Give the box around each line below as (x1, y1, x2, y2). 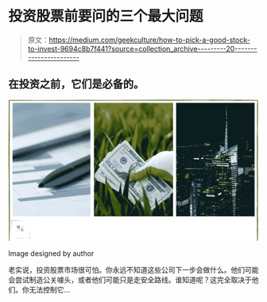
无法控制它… (29, 285, 71, 294)
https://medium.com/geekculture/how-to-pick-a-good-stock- (48, 35, 250, 45)
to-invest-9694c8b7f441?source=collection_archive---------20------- (27, 44, 257, 53)
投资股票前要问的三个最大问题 (8, 7, 204, 25)
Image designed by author (8, 248, 95, 258)
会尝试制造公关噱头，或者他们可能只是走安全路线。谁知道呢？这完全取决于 (8, 275, 252, 285)
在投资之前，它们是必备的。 (8, 77, 145, 91)
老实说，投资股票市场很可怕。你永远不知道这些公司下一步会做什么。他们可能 (8, 265, 259, 274)
